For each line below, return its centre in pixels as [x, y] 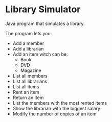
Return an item [28, 97]
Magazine [31, 70]
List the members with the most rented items [60, 103]
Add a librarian [28, 48]
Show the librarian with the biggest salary [57, 108]
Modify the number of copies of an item [54, 114]
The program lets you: [29, 33]
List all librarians [30, 81]
